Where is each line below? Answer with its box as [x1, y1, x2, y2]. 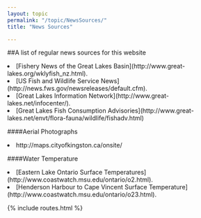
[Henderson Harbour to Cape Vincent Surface [16, 183, 147, 191]
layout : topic [7, 10, 49, 17]
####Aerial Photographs [7, 127, 78, 136]
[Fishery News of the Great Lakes [16, 62, 113, 71]
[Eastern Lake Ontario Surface [16, 168, 103, 177]
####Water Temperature [7, 154, 79, 163]
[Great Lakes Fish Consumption [16, 106, 106, 115]
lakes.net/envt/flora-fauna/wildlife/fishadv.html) [7, 114, 145, 122]
